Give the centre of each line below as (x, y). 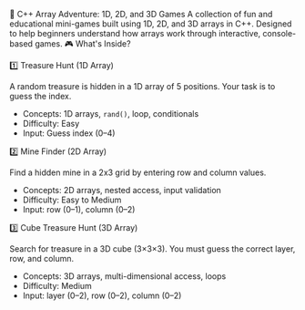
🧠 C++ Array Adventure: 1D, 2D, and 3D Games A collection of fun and (141, 14)
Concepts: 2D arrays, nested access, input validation (122, 190)
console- (280, 33)
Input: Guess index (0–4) (69, 133)
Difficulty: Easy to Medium (72, 200)
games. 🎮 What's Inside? (83, 44)
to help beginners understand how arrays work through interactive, (135, 33)
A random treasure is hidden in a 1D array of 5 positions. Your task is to (142, 86)
